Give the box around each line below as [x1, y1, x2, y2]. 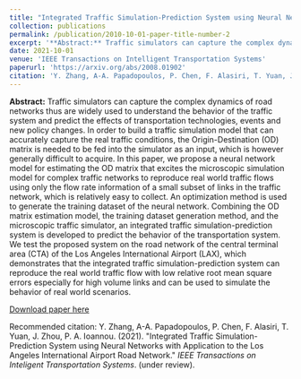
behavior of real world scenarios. [9, 286, 132, 297]
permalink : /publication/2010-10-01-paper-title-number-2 [9, 30, 230, 39]
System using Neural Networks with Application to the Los [48, 340, 264, 350]
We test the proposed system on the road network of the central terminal [9, 238, 279, 249]
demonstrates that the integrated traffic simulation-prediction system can [9, 257, 280, 269]
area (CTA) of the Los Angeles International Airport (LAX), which [9, 248, 246, 259]
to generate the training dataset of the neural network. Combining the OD [9, 201, 279, 211]
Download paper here [9, 304, 90, 314]
